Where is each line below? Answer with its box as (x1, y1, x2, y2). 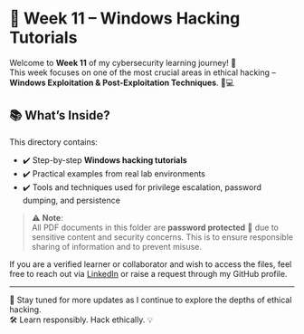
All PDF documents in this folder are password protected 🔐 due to (31, 222, 279, 233)
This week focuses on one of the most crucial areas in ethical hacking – (9, 67, 276, 78)
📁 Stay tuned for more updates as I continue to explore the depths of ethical (9, 294, 292, 305)
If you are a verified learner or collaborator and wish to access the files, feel (9, 258, 292, 270)
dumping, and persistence (22, 195, 120, 205)
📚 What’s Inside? (9, 108, 110, 123)
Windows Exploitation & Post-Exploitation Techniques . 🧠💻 (9, 77, 235, 88)
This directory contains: (9, 136, 98, 148)
